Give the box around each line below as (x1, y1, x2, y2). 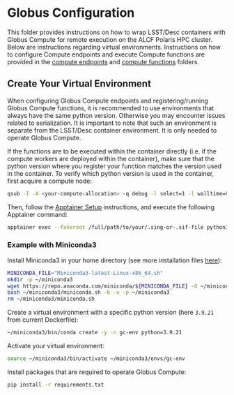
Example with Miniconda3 (7, 240, 97, 250)
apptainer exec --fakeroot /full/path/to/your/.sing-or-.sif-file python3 (7, 223, 229, 231)
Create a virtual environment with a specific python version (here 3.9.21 (7, 308, 214, 317)
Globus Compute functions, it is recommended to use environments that (7, 103, 214, 112)
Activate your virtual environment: (7, 342, 104, 350)
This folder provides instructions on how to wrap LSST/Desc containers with (7, 28, 226, 36)
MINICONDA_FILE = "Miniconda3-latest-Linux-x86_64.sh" (7, 269, 164, 276)
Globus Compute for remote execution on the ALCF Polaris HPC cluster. (7, 35, 213, 43)
